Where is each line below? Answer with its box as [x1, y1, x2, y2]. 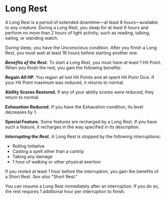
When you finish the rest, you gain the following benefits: [5, 65, 122, 71]
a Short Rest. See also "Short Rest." [5, 173, 78, 179]
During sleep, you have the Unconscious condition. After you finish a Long [5, 44, 157, 50]
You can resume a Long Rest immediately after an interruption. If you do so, [5, 183, 160, 189]
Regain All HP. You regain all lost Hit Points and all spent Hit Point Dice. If [5, 74, 155, 80]
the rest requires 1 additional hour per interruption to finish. [5, 188, 125, 194]
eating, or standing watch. [5, 35, 58, 41]
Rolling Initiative [12, 143, 45, 149]
